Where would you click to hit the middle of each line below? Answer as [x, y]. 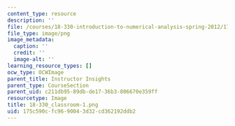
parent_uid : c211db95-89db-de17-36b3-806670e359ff [83, 92]
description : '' [31, 20]
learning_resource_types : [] [50, 66]
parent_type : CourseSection [48, 85]
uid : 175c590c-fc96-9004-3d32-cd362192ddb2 [72, 111]
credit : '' [29, 53]
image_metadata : [31, 40]
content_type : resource [42, 14]
